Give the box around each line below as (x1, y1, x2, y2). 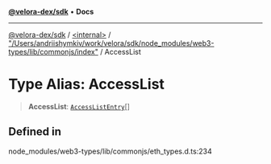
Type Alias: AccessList (8, 76, 165, 93)
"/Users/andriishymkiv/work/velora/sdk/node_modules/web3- (8, 39, 215, 47)
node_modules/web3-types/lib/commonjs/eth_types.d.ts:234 (8, 146, 212, 156)
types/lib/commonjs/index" (8, 47, 98, 56)
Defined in (8, 125, 62, 139)
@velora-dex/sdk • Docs (8, 7, 94, 16)
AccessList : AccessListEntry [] (27, 101, 131, 111)
